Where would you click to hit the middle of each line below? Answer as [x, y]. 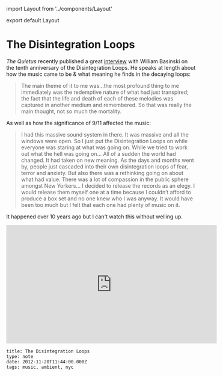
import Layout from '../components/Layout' [59, 9]
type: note [20, 356]
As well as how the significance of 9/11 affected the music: [79, 123]
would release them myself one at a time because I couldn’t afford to [106, 192]
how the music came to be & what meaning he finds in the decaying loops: [99, 74]
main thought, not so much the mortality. [71, 111]
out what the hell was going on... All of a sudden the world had [98, 153]
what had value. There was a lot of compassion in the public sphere [105, 179]
